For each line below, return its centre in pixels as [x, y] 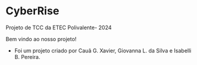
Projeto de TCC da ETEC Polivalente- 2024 [59, 27]
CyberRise [32, 11]
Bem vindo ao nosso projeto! [41, 39]
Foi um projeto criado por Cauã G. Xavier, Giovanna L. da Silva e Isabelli [103, 50]
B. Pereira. [27, 57]
